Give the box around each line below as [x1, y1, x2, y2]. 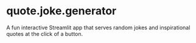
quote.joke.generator [6, 4, 117, 18]
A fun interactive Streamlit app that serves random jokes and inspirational [6, 24, 191, 31]
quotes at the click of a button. [6, 30, 83, 37]
